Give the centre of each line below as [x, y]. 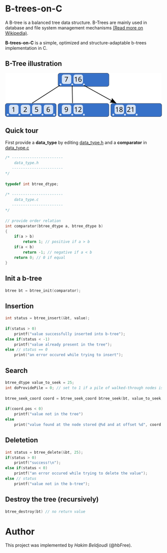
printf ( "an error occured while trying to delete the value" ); [81, 473]
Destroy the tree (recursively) [52, 499]
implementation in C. [26, 48]
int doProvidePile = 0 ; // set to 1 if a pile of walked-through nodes [81, 388]
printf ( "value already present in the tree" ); [63, 345]
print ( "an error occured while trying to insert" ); [69, 355]
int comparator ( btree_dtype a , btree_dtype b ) [54, 226]
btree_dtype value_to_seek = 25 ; [40, 383]
